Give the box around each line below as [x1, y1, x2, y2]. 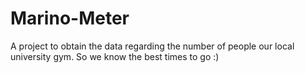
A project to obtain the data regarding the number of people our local [10, 40, 295, 52]
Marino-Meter [10, 7, 130, 30]
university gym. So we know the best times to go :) [10, 50, 220, 62]
